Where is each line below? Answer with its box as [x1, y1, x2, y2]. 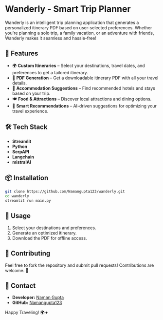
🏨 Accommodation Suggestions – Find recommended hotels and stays [12, 85, 156, 91]
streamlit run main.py [5, 198, 51, 203]
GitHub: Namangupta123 [12, 299, 62, 306]
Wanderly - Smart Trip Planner [5, 3, 131, 15]
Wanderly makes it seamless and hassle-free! [5, 35, 96, 41]
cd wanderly [5, 194, 29, 199]
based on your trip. [12, 90, 51, 96]
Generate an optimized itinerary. [12, 230, 77, 235]
